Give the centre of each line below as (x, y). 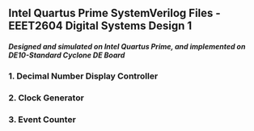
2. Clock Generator (47, 98)
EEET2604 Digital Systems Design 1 (100, 26)
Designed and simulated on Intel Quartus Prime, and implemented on (127, 46)
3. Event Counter (42, 120)
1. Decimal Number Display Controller (83, 76)
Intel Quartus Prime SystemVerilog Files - (114, 13)
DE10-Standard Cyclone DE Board (67, 55)
